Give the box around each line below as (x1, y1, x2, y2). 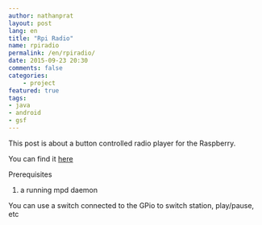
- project (23, 79, 56, 87)
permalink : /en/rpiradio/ (8, 49, 95, 57)
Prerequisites (8, 170, 52, 179)
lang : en (8, 27, 38, 35)
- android (8, 109, 42, 117)
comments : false (8, 64, 63, 72)
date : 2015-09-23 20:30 (8, 57, 89, 65)
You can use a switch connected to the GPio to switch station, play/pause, (8, 200, 255, 210)
